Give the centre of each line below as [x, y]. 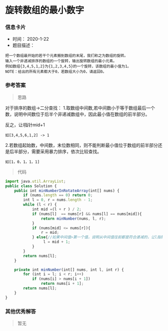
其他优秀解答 [21, 311]
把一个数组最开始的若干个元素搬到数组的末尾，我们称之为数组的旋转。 [67, 56]
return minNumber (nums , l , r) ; [73, 219]
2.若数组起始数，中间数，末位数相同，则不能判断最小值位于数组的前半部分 [82, 145]
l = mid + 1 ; [57, 242]
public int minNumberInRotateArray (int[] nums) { [67, 191]
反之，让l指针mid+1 [25, 125]
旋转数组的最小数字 [45, 10]
